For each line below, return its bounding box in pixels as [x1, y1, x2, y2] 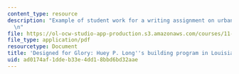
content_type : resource [7, 10, 78, 18]
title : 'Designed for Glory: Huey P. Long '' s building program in [7, 50, 208, 57]
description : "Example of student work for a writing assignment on [7, 17, 215, 24]
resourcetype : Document [7, 43, 78, 50]
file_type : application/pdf [7, 37, 91, 44]
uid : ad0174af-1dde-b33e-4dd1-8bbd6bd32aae [7, 56, 139, 63]
